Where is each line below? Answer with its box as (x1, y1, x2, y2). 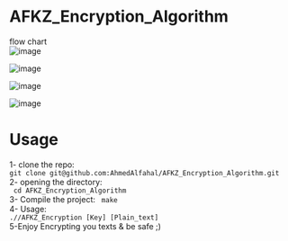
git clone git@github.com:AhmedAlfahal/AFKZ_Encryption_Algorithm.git (9, 168, 280, 177)
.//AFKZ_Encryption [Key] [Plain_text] (9, 213, 159, 222)
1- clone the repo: (9, 159, 75, 170)
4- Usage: (9, 203, 47, 214)
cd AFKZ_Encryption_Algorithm (13, 186, 127, 195)
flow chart (9, 36, 48, 47)
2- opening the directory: (9, 176, 103, 187)
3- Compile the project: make (9, 193, 119, 204)
